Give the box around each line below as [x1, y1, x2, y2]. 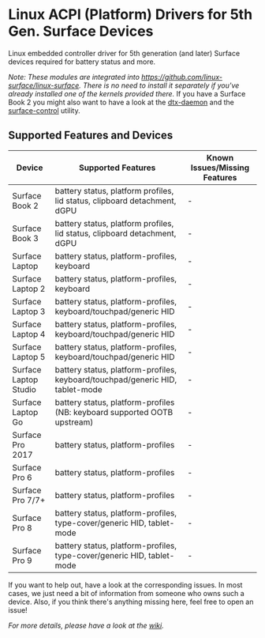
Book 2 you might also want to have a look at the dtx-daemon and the [8, 97, 234, 107]
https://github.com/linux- [141, 72, 223, 81]
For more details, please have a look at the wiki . [8, 621, 164, 630]
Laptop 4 [12, 328, 46, 339]
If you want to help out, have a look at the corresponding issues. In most [8, 579, 243, 590]
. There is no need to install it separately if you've [78, 81, 240, 90]
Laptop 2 [12, 283, 46, 294]
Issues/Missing [190, 162, 250, 173]
